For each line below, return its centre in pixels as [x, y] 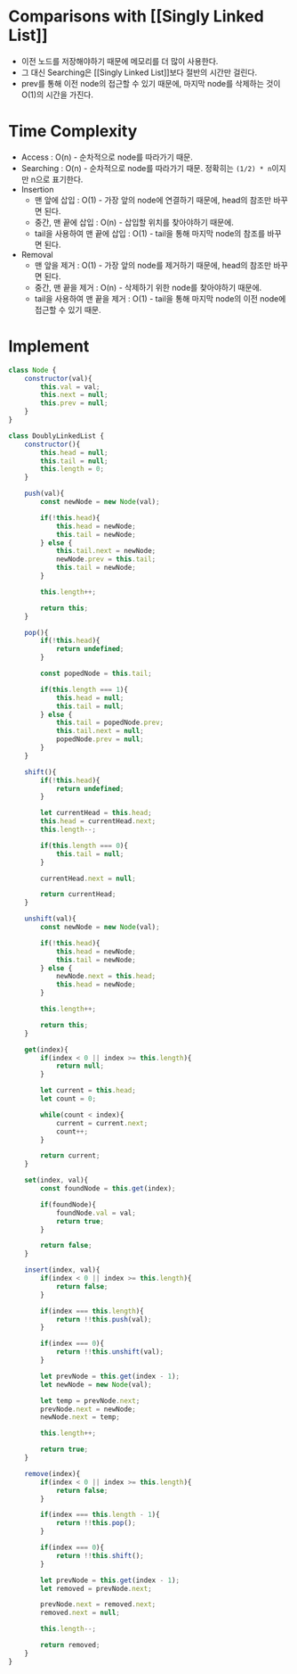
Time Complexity [73, 132]
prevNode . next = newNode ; [88, 1409]
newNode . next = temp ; [80, 1417]
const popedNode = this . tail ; [96, 674]
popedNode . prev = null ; [100, 739]
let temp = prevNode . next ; [90, 1401]
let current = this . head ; [88, 1091]
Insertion [37, 189]
